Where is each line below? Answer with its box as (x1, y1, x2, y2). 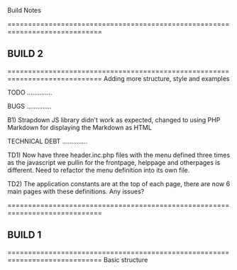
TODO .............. (7, 88, 53, 97)
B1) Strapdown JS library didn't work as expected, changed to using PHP (7, 115, 221, 124)
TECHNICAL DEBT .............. (7, 136, 88, 145)
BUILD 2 (7, 48, 44, 60)
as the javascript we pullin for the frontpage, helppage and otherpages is (7, 158, 221, 166)
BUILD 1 (7, 229, 42, 241)
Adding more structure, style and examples (103, 74, 230, 82)
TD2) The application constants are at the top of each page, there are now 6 (7, 179, 231, 188)
